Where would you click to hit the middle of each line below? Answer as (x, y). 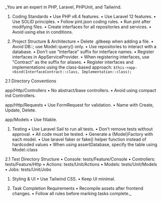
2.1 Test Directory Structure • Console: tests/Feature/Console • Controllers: (80, 159)
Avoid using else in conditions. (42, 32)
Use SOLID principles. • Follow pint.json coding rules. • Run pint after (81, 22)
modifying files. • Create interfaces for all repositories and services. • (82, 27)
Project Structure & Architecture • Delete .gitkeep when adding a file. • (83, 41)
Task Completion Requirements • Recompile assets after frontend (78, 188)
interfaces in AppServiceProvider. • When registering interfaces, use (81, 57)
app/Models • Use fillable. (31, 119)
